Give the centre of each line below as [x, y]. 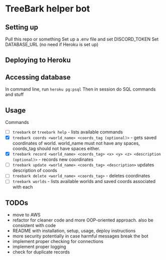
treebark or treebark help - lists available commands [67, 132]
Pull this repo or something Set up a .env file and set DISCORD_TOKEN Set [82, 39]
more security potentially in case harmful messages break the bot [80, 236]
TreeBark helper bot [48, 9]
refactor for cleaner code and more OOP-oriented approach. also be [83, 220]
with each [23, 187]
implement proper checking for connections [58, 241]
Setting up [22, 27]
